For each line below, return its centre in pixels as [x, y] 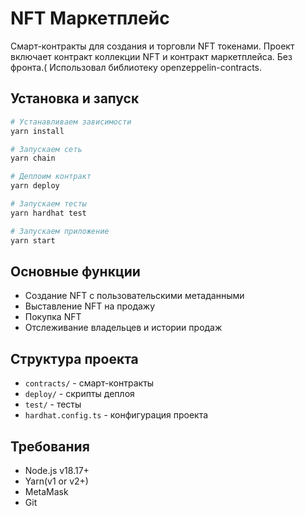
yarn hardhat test [48, 213]
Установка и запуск [75, 98]
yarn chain [33, 158]
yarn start [33, 240]
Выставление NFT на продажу [90, 306]
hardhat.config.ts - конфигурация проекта [116, 415]
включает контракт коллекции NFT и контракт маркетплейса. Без [151, 56]
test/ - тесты [53, 404]
